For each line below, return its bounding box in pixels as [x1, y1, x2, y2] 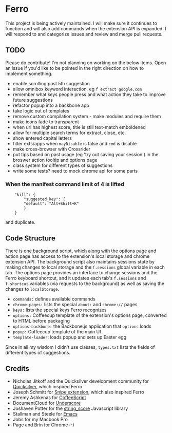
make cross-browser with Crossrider [12, 146, 91, 152]
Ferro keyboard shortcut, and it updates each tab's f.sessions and [5, 275, 146, 281]
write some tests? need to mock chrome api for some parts [12, 167, 138, 174]
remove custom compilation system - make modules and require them [12, 113, 161, 119]
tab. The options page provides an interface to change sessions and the [5, 269, 158, 275]
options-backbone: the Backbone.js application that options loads [12, 323, 151, 329]
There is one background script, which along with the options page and [5, 248, 157, 254]
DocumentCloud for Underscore [12, 400, 81, 406]
